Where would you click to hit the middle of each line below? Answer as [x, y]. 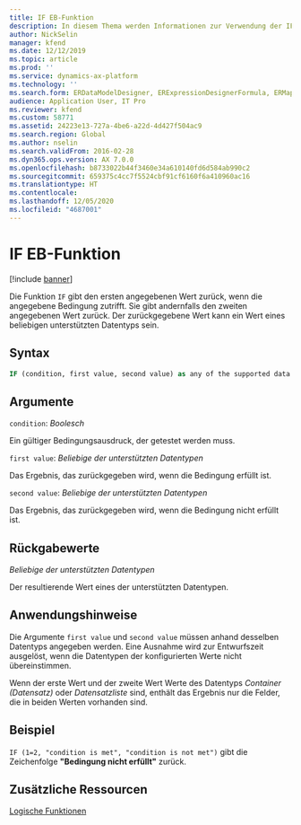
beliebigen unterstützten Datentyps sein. [84, 325]
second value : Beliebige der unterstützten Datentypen [108, 493]
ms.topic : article [43, 59]
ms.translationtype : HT [54, 185]
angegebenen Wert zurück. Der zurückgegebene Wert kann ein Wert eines [147, 315]
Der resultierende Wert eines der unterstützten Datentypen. [119, 587]
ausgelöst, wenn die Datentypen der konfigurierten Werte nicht [125, 655]
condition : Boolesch [47, 424]
